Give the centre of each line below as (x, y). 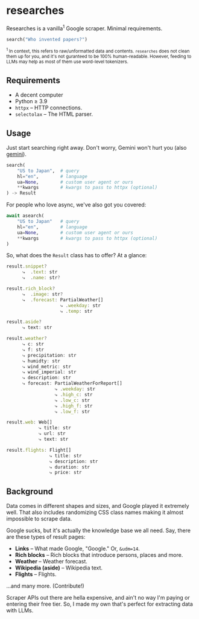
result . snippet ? (27, 266)
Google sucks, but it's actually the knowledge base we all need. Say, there (99, 531)
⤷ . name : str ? (41, 278)
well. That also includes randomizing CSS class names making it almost (95, 512)
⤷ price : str (65, 473)
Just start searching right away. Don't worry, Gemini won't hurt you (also (96, 147)
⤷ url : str (52, 434)
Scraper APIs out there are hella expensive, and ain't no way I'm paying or (98, 598)
